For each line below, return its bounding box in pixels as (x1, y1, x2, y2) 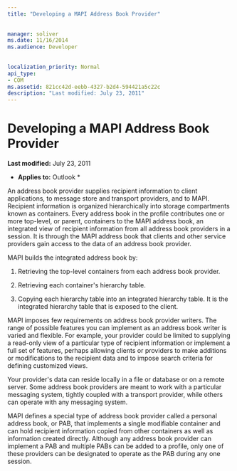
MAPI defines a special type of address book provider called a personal (7, 412, 217, 420)
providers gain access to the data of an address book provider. (7, 240, 192, 248)
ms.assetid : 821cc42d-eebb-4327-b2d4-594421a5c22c (7, 83, 161, 90)
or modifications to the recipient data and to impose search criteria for (7, 354, 214, 363)
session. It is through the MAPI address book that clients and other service (7, 232, 226, 240)
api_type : (7, 70, 37, 77)
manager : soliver (7, 30, 59, 38)
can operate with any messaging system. (7, 398, 128, 406)
